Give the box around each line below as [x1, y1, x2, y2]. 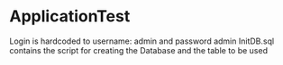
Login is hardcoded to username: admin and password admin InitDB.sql [9, 36, 275, 46]
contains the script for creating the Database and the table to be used [9, 45, 269, 55]
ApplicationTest [9, 6, 131, 27]
